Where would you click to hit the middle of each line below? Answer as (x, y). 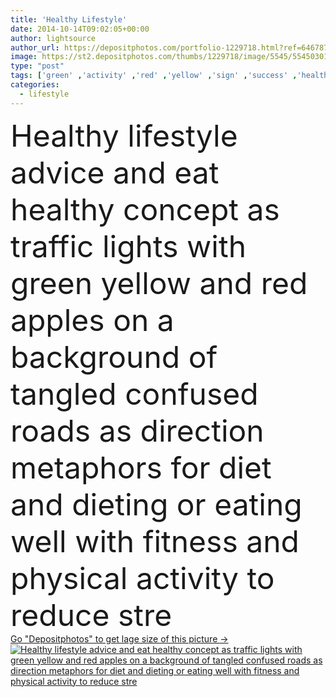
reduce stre (91, 615)
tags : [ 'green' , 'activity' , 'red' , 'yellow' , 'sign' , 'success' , (154, 76)
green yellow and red (159, 283)
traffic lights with (128, 246)
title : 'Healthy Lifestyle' (69, 19)
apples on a (92, 320)
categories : (35, 85)
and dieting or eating (156, 504)
